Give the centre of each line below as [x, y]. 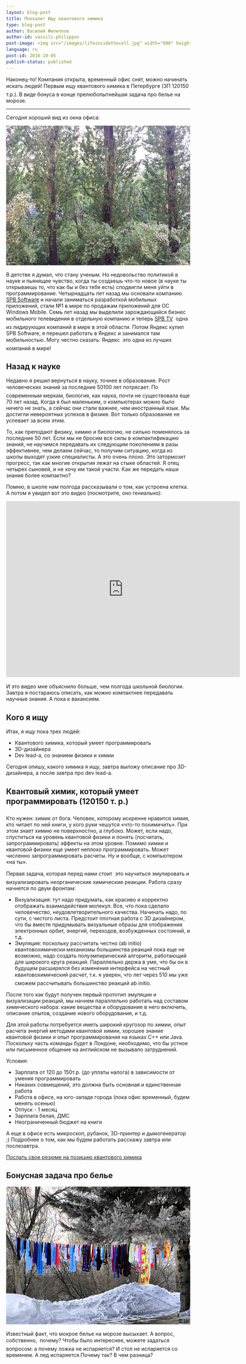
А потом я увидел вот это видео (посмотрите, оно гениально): [84, 493]
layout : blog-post [28, 12]
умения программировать [48, 1079]
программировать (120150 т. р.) [67, 801]
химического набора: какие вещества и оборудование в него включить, [96, 1007]
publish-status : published [39, 62]
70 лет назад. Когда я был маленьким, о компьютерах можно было [91, 402]
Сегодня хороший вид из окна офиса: [53, 117]
